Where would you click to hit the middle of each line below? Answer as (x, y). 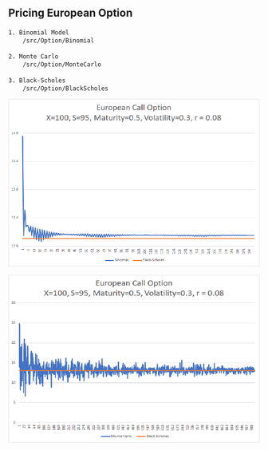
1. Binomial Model (39, 32)
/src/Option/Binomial (58, 40)
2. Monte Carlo (33, 56)
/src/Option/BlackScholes (66, 88)
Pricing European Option (71, 13)
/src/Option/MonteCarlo (62, 64)
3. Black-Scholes (37, 80)
